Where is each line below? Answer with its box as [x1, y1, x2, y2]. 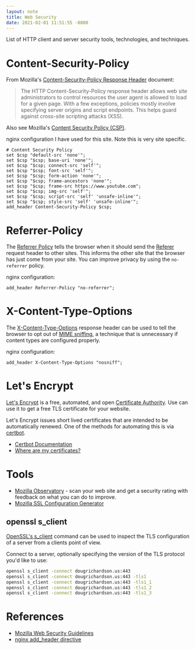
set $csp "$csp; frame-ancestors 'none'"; [6, 178, 112, 184]
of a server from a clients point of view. [6, 539, 102, 546]
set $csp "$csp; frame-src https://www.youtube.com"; [6, 183, 142, 189]
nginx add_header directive [14, 636, 82, 643]
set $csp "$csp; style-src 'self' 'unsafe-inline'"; [6, 199, 139, 205]
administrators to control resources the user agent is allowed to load [20, 94, 187, 101]
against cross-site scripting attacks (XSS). [20, 113, 123, 120]
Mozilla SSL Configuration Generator [14, 500, 105, 507]
